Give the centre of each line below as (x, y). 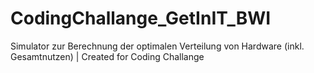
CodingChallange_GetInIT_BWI (141, 18)
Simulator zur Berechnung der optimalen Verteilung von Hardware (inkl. (157, 46)
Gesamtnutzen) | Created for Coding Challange (107, 56)
